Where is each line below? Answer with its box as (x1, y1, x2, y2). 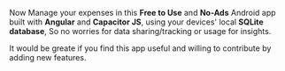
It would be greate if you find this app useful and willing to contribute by (9, 43, 272, 53)
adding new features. (9, 53, 87, 62)
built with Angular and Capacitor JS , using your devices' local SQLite (9, 17, 264, 27)
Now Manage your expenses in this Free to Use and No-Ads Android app (9, 8, 276, 18)
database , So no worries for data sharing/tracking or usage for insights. (9, 26, 272, 36)
